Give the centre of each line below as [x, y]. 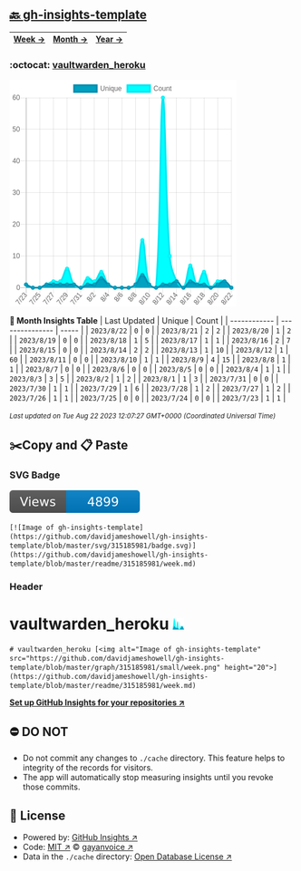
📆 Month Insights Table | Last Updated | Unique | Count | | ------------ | [144, 321]
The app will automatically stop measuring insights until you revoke [148, 778]
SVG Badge [35, 475]
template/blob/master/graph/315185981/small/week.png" [115, 667]
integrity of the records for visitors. [88, 768]
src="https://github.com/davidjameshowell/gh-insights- [117, 658]
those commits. [51, 787]
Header [26, 586]
